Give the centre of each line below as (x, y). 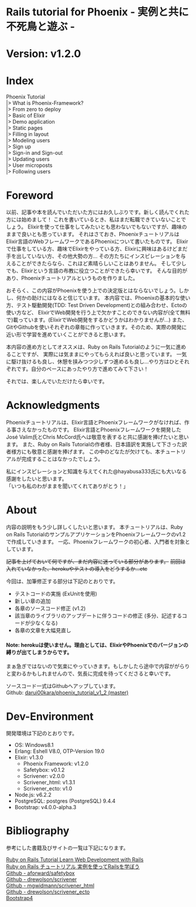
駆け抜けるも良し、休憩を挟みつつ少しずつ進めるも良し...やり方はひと (95, 362)
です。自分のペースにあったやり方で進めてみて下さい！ (82, 369)
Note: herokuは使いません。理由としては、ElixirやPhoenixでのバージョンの (97, 645)
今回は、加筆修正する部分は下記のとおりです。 (62, 581)
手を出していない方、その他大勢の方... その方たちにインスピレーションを (94, 256)
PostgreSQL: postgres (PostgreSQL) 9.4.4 (65, 801)
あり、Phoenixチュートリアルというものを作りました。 (72, 278)
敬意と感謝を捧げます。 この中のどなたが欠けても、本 (96, 452)
